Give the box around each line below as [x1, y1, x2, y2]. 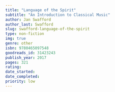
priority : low [5, 79, 36, 84]
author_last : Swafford [5, 21, 53, 27]
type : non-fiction [5, 31, 44, 36]
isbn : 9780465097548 [5, 45, 49, 51]
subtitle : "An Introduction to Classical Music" [5, 12, 110, 17]
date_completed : [5, 74, 40, 79]
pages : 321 [5, 60, 28, 65]
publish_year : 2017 [5, 55, 47, 60]
